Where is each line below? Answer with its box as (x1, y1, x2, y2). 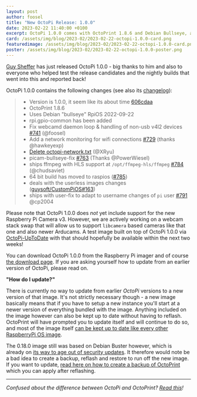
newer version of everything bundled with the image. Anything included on (6, 306, 186, 313)
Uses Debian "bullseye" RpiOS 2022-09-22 (29, 110, 134, 117)
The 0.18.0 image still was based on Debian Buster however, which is (6, 342, 172, 349)
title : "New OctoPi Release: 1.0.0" (6, 19, 96, 25)
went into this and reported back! (6, 75, 86, 82)
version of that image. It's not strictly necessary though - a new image (6, 293, 176, 300)
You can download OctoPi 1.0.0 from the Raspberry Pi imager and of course (6, 252, 189, 259)
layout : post (6, 8, 38, 15)
